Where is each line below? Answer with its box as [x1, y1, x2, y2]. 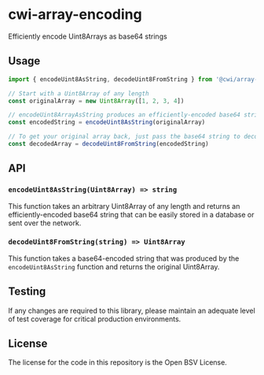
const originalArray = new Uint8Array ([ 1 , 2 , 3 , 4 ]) [8, 97, 185, 105]
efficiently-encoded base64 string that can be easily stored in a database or [8, 210, 255, 219]
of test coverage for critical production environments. [8, 314, 181, 324]
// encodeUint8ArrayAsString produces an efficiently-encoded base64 [8, 111, 241, 119]
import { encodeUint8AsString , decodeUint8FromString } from [8, 75, 213, 84]
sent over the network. [8, 218, 82, 228]
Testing [8, 285, 46, 299]
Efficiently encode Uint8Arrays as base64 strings [8, 32, 167, 41]
